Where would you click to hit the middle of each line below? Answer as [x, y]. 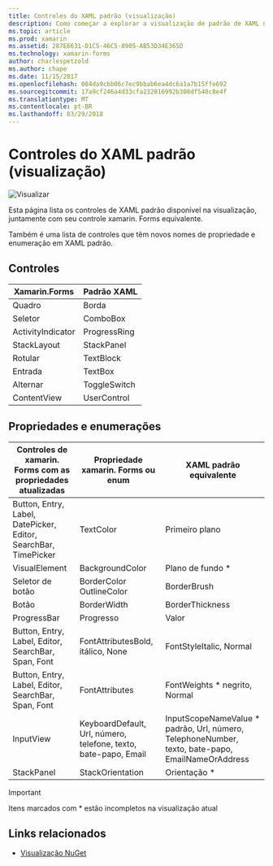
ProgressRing [109, 332]
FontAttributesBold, [116, 641]
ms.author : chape [38, 69]
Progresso [99, 617]
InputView [32, 738]
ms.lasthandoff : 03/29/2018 [56, 115]
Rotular [26, 358]
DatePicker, [35, 524]
